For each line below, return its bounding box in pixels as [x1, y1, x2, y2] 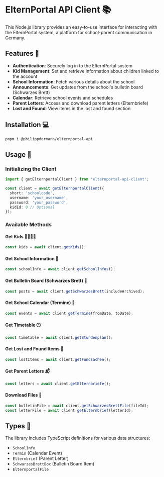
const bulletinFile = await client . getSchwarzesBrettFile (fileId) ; [5, 403, 149, 408]
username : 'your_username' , [10, 195, 69, 200]
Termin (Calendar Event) [12, 450, 63, 456]
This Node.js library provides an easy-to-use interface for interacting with [5, 24, 157, 30]
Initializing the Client [5, 165, 57, 172]
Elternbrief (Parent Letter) [12, 455, 69, 461]
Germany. [5, 35, 26, 41]
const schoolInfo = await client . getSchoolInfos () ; [5, 267, 115, 272]
